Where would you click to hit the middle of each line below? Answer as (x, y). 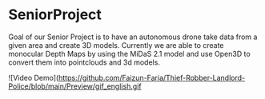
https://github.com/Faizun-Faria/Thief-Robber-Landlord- (152, 77)
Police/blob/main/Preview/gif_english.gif (75, 86)
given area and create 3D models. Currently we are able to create (116, 45)
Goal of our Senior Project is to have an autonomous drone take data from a (133, 37)
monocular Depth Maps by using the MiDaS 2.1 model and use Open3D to (129, 53)
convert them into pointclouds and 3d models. (84, 62)
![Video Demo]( (34, 77)
